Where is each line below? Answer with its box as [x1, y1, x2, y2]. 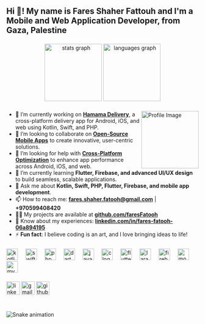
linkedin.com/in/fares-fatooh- [95, 218, 173, 225]
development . [15, 189, 52, 196]
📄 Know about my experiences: [15, 218, 94, 225]
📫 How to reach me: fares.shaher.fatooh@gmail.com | [15, 196, 157, 203]
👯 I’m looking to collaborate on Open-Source [15, 130, 128, 138]
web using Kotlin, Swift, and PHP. [15, 123, 99, 131]
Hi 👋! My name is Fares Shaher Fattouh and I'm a [6, 6, 193, 17]
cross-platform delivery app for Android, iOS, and [15, 117, 140, 125]
